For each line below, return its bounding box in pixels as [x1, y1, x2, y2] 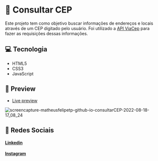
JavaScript [12, 71, 34, 76]
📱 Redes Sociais [5, 126, 54, 134]
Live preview [12, 98, 38, 103]
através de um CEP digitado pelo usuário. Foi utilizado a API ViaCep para [5, 25, 150, 31]
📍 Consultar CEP [5, 4, 72, 15]
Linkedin [5, 140, 23, 146]
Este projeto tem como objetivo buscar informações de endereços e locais [5, 20, 154, 26]
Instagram [5, 151, 27, 157]
